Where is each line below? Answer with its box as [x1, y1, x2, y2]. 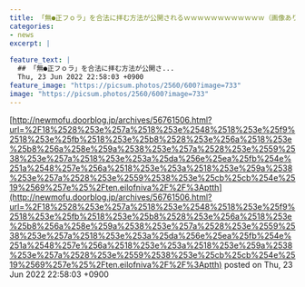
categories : [9, 22, 54, 31]
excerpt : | [9, 38, 51, 48]
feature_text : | [9, 55, 71, 64]
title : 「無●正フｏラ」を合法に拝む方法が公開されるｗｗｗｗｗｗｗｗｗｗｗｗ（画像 [9, 13, 286, 23]
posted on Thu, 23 [223, 259, 293, 270]
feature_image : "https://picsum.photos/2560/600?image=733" [9, 81, 242, 90]
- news [9, 30, 34, 39]
